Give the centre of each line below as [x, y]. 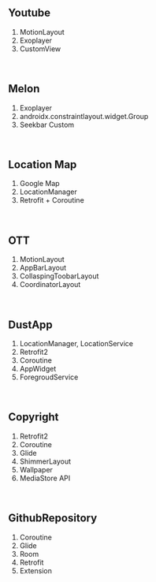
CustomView [40, 48]
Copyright [33, 417]
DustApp [30, 325]
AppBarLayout [43, 268]
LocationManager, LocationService [76, 344]
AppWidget [38, 369]
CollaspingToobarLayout [59, 276]
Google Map [40, 184]
